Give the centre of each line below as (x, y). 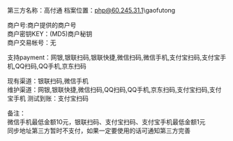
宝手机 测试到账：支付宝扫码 (48, 98)
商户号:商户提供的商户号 (42, 25)
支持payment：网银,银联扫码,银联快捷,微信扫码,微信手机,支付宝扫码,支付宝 (114, 57)
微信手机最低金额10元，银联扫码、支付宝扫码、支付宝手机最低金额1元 (106, 122)
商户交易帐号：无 (32, 43)
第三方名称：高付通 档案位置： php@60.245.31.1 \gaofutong (91, 10)
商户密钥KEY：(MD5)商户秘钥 (50, 34)
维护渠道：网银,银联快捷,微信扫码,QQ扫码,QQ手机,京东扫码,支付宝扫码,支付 (114, 90)
